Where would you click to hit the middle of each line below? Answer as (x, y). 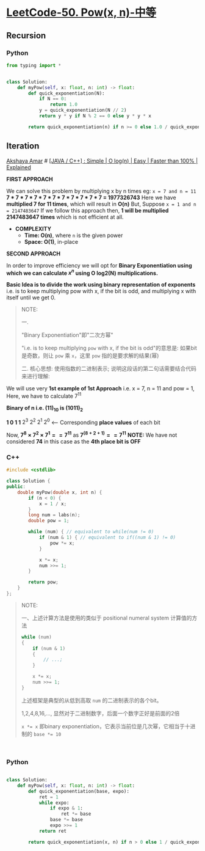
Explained (19, 167)
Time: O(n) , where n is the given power (74, 235)
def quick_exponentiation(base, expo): (79, 791)
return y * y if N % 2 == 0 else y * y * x (95, 116)
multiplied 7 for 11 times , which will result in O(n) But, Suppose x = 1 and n (101, 204)
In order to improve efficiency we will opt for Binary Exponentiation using (99, 265)
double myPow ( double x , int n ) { (60, 492)
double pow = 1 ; (49, 521)
